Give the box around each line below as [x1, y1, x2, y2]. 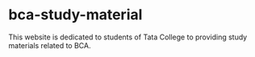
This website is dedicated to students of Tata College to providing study [8, 32, 248, 42]
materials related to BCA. [8, 40, 91, 50]
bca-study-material [8, 6, 143, 24]
